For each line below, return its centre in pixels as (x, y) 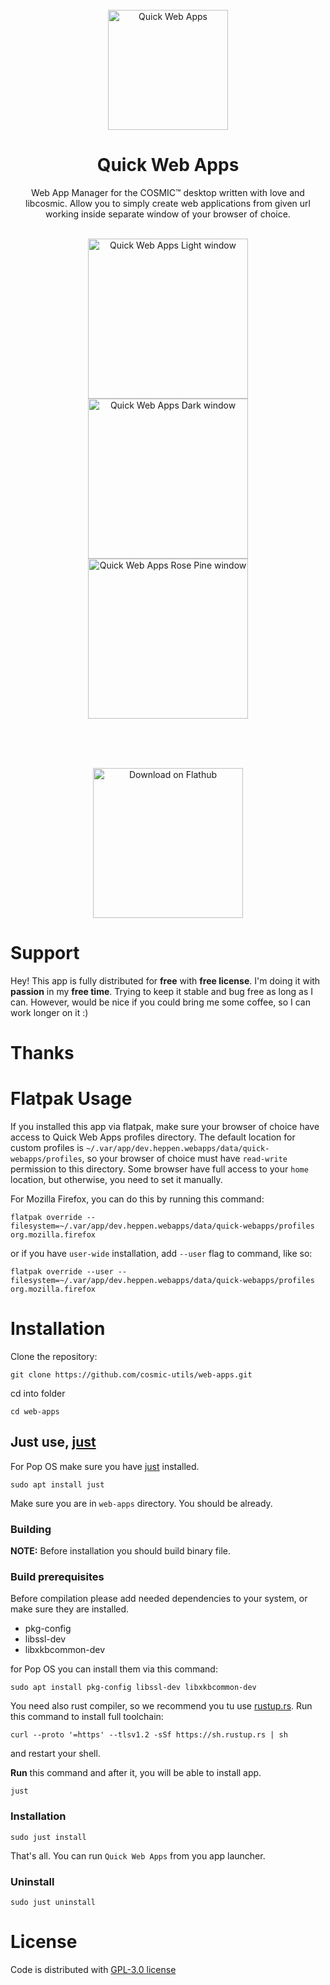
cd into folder (38, 1393)
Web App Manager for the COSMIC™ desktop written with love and (168, 192)
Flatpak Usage (71, 1099)
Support (45, 953)
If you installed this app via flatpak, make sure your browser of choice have (165, 1126)
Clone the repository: (54, 1356)
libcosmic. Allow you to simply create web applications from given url (168, 203)
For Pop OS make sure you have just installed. (105, 1466)
